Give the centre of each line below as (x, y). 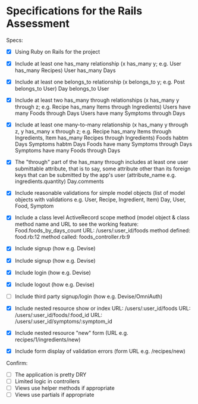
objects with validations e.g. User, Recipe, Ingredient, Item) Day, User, (100, 200)
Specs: (15, 40)
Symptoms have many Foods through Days (67, 151)
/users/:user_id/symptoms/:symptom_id (64, 321)
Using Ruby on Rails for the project (57, 51)
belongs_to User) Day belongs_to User (62, 89)
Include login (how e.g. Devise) (53, 272)
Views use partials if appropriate (54, 395)
